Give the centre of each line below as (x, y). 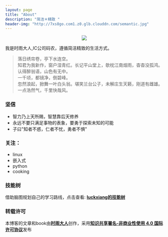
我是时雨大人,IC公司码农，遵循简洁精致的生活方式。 (59, 48)
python (20, 166)
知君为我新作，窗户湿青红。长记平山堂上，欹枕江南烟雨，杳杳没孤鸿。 (90, 65)
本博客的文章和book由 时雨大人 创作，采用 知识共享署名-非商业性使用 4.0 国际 (84, 223)
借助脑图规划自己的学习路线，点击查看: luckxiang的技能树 (65, 197)
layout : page (19, 10)
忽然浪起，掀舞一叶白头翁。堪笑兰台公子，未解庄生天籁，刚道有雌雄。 (90, 84)
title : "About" (21, 15)
